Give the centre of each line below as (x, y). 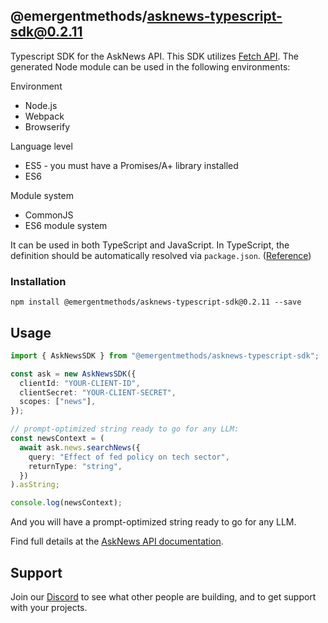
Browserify (47, 126)
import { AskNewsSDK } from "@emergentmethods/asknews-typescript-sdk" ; (165, 355)
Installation (38, 281)
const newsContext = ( (57, 439)
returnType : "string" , (75, 466)
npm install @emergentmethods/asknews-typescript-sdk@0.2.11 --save (156, 302)
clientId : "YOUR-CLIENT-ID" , (80, 383)
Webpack (44, 116)
